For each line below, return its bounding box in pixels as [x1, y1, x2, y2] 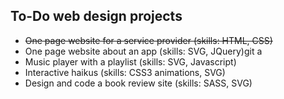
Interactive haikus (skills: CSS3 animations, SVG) [24, 66, 226, 78]
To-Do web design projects [10, 8, 183, 25]
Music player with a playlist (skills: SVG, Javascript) [24, 55, 237, 68]
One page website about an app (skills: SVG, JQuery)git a [24, 45, 263, 57]
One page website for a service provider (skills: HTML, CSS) [24, 34, 273, 46]
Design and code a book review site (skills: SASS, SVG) [24, 77, 253, 89]
